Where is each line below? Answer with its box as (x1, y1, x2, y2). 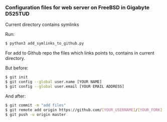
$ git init (5, 74, 28, 80)
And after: (5, 93, 26, 99)
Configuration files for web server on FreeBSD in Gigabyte (5, 4, 149, 11)
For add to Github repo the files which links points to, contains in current (5, 50, 154, 56)
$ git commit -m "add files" (5, 102, 66, 107)
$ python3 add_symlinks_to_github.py (5, 41, 84, 46)
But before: (5, 65, 29, 71)
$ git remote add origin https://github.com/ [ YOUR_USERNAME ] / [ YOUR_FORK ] (5, 107, 163, 112)
